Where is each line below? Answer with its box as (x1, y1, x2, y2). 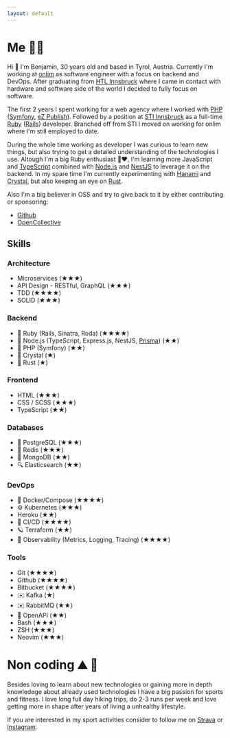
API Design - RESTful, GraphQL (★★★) (16, 281, 131, 290)
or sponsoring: (7, 197, 49, 206)
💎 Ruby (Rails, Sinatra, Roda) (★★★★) (16, 329, 129, 337)
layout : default (7, 10, 54, 17)
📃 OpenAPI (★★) (16, 611, 67, 619)
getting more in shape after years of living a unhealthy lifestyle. (7, 702, 186, 710)
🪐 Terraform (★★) (16, 525, 72, 534)
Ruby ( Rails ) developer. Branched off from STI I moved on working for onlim (7, 120, 221, 128)
